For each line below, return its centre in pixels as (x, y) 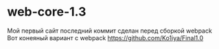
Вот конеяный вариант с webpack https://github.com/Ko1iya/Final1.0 (105, 37)
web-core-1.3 (47, 12)
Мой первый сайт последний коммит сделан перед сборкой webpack (110, 31)
